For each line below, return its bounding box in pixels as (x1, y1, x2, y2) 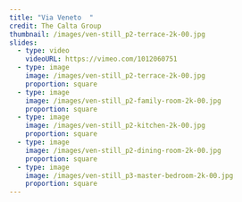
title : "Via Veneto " (9, 13, 94, 22)
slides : (9, 38, 38, 47)
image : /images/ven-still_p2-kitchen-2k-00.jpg (25, 122, 205, 130)
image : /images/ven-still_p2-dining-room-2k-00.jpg (25, 146, 221, 155)
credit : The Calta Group (9, 21, 102, 30)
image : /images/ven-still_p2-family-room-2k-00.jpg (25, 96, 221, 105)
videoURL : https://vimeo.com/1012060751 (25, 55, 178, 63)
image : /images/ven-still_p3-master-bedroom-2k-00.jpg (25, 171, 234, 180)
